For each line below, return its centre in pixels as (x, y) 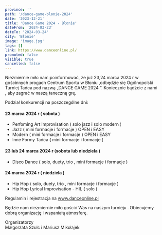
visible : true (19, 59)
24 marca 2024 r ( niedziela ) (35, 173)
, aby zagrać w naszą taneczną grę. (41, 93)
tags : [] (14, 46)
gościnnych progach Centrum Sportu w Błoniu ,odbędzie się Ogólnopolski (79, 83)
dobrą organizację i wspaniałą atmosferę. (46, 213)
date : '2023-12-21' (25, 18)
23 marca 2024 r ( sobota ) (33, 113)
